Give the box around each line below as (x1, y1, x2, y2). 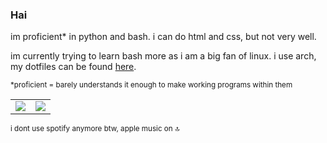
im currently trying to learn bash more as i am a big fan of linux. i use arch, (10, 50, 317, 62)
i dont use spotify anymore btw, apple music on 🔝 (10, 124, 180, 134)
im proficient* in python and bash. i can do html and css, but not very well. (10, 31, 317, 43)
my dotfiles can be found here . (10, 61, 137, 73)
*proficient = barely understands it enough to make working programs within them (10, 80, 293, 90)
